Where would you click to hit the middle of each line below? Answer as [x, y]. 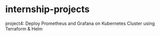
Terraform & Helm [24, 28]
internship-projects [48, 9]
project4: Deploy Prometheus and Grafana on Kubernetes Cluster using [80, 23]
